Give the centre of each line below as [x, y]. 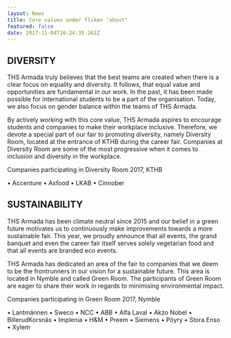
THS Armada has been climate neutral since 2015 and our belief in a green [113, 221]
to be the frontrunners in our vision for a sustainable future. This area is [109, 271]
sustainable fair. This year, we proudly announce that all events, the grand [112, 235]
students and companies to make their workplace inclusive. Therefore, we [112, 127]
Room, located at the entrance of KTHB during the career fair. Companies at [115, 142]
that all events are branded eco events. [62, 250]
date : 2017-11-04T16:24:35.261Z [53, 33]
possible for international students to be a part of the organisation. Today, [111, 99]
